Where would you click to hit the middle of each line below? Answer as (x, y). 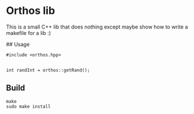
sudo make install (28, 106)
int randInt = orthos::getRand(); (48, 70)
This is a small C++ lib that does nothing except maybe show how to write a (97, 27)
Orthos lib (31, 11)
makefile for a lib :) (29, 33)
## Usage (18, 44)
